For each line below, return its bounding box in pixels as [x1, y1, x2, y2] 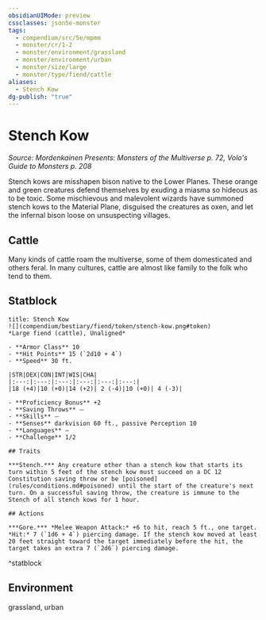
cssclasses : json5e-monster [8, 19, 102, 27]
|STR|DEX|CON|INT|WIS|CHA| [8, 370, 98, 379]
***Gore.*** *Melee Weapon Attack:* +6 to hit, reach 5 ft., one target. [8, 523, 258, 531]
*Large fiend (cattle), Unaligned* [8, 329, 126, 337]
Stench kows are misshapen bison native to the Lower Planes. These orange [8, 177, 258, 186]
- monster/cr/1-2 [15, 41, 73, 49]
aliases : [8, 78, 37, 86]
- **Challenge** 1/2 [8, 433, 77, 441]
